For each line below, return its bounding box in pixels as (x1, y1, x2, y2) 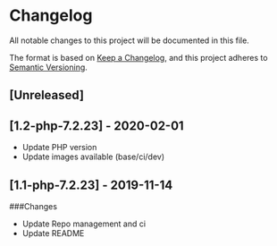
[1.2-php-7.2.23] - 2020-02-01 (9, 118, 185, 133)
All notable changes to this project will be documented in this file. (9, 35, 250, 46)
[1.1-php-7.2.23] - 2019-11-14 (9, 177, 173, 192)
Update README (21, 227, 85, 238)
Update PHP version (21, 142, 97, 153)
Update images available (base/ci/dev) (21, 151, 165, 162)
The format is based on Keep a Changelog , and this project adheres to (9, 52, 268, 63)
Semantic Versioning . (9, 62, 88, 72)
